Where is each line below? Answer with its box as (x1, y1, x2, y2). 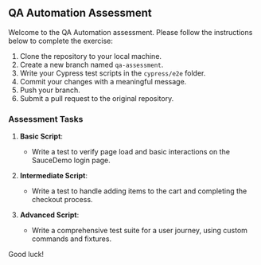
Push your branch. (19, 85, 81, 95)
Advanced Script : (19, 210, 80, 220)
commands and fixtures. (31, 234, 112, 244)
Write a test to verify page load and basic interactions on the (31, 147, 231, 157)
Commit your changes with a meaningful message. (19, 76, 187, 86)
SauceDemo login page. (31, 155, 111, 166)
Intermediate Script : (19, 171, 88, 181)
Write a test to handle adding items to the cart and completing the (31, 186, 247, 196)
